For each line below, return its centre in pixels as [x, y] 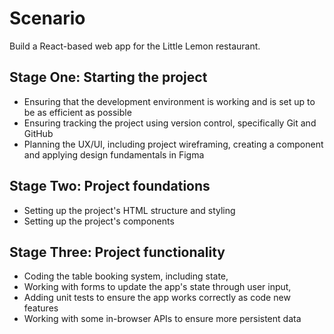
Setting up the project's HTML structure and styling [129, 210]
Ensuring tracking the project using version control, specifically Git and [170, 123]
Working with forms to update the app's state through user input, [157, 287]
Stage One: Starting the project [108, 77]
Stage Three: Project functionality [117, 252]
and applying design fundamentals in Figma [114, 154]
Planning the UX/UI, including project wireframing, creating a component [173, 144]
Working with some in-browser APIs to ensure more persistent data [162, 319]
